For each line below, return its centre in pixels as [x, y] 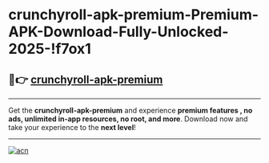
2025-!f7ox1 [50, 49]
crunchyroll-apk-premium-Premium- [133, 15]
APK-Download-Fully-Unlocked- [118, 32]
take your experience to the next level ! [72, 127]
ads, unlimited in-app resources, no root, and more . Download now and [128, 119]
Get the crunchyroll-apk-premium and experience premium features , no [130, 110]
